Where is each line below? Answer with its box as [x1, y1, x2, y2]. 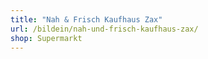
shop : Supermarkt [10, 33, 83, 43]
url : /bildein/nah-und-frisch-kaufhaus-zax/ [10, 24, 199, 34]
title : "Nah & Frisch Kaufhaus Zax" [10, 14, 163, 25]
